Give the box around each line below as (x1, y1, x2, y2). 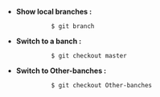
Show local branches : (15, 7, 92, 16)
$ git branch (51, 22, 95, 30)
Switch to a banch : (15, 36, 82, 46)
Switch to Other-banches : (15, 66, 107, 75)
